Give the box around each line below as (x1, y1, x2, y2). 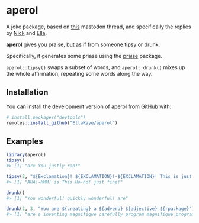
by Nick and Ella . (6, 29, 47, 36)
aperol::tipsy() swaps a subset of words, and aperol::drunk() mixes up (6, 63, 185, 71)
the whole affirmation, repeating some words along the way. (6, 70, 153, 77)
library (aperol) (6, 152, 46, 158)
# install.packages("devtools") (6, 114, 86, 120)
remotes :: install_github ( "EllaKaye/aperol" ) (6, 119, 118, 126)
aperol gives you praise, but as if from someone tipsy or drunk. (6, 41, 161, 48)
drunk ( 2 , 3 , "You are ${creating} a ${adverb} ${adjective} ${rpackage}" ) (6, 206, 195, 212)
